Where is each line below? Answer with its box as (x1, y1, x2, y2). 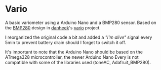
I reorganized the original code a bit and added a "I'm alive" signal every (5, 34, 152, 40)
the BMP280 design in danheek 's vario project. (5, 24, 101, 30)
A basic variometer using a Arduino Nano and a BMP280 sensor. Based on (5, 20, 157, 25)
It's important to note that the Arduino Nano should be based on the (5, 49, 143, 55)
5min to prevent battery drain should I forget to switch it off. (5, 39, 126, 45)
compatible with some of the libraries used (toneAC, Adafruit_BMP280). (5, 59, 151, 65)
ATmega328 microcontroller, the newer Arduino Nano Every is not (5, 54, 139, 60)
